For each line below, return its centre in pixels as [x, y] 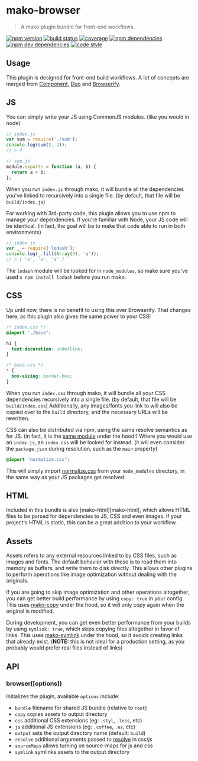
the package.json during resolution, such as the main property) [82, 448]
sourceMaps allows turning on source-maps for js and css [84, 746]
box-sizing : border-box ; [42, 376]
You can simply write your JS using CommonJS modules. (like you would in [98, 117]
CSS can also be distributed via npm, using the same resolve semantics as [97, 429]
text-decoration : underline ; [47, 349]
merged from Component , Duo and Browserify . [63, 84]
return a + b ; [29, 172]
